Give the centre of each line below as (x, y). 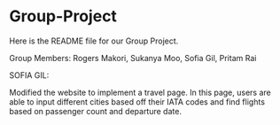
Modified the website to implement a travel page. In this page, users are (140, 92)
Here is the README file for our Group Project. (94, 41)
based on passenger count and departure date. (95, 111)
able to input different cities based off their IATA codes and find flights (137, 102)
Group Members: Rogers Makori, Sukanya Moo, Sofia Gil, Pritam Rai (133, 58)
